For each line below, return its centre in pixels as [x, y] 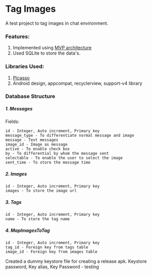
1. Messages [19, 109]
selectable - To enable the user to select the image [64, 158]
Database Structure [30, 97]
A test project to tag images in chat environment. [57, 23]
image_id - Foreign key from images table [51, 252]
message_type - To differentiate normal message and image [70, 136]
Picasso [21, 78]
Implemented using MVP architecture [52, 48]
